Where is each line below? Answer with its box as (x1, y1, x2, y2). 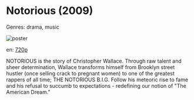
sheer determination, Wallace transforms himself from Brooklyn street (6, 63, 175, 71)
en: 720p (6, 46, 28, 53)
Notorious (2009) (6, 4, 93, 18)
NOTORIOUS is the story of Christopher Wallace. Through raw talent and (6, 57, 182, 64)
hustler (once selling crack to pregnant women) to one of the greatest (6, 70, 175, 77)
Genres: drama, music (6, 23, 60, 30)
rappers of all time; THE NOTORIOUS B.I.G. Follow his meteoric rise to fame (6, 76, 189, 83)
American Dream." (6, 88, 51, 95)
